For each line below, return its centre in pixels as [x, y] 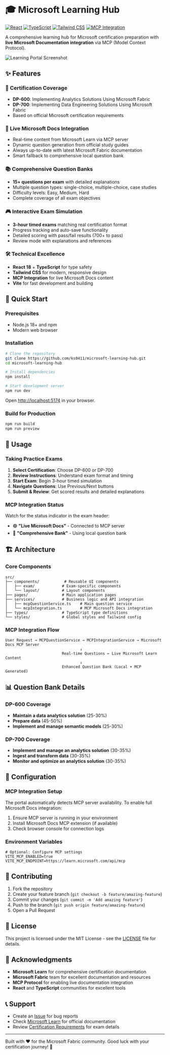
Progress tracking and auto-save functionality [60, 230]
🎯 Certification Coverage [36, 88]
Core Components [28, 567]
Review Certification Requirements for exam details [66, 1027]
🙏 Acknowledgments [39, 959]
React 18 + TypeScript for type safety [52, 267]
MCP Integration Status [35, 505]
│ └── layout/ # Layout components [55, 590]
